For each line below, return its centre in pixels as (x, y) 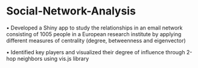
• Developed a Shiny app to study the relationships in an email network (94, 28)
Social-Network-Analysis (71, 11)
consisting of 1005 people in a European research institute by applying (94, 34)
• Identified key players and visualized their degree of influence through (96, 52)
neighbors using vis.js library (53, 58)
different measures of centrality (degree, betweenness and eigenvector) (96, 40)
